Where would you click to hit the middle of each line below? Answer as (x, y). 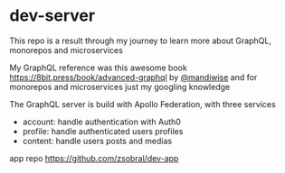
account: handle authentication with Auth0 (101, 122)
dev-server (52, 16)
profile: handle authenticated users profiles (103, 131)
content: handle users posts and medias (97, 141)
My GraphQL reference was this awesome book (98, 68)
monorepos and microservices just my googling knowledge (120, 86)
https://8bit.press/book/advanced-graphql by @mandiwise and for (133, 77)
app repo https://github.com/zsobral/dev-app (94, 158)
